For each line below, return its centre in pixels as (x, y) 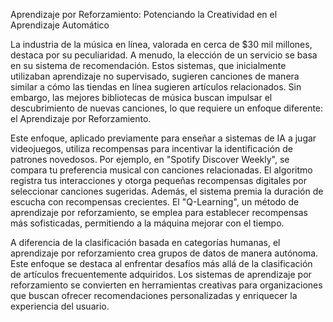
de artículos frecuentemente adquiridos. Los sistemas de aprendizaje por (161, 274)
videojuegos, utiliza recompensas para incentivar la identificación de (151, 148)
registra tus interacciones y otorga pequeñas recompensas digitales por (159, 180)
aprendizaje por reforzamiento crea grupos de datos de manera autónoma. (164, 253)
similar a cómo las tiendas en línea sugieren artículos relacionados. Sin (156, 87)
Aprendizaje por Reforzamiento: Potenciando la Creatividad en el (144, 14)
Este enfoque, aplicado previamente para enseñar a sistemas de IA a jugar (163, 138)
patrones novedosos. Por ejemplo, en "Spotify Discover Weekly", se (150, 159)
